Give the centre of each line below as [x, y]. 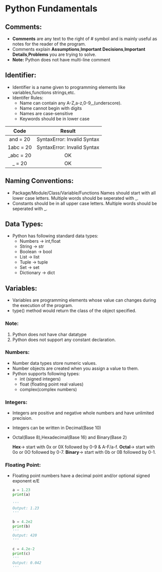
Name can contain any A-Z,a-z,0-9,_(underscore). [71, 103]
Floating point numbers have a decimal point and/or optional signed [81, 476]
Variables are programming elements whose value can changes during [84, 300]
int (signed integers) [40, 379]
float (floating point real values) [52, 384]
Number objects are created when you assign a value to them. [76, 368]
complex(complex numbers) [48, 389]
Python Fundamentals [51, 9]
